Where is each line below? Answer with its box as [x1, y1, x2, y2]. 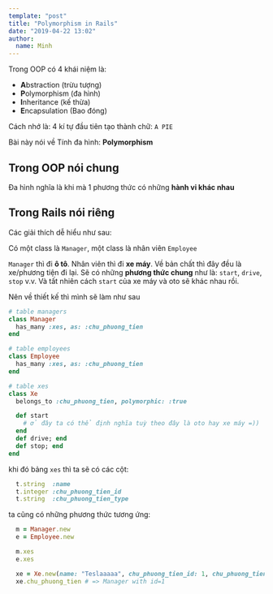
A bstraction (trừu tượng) [19, 80, 102, 90]
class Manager [8, 315, 57, 323]
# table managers [8, 308, 67, 316]
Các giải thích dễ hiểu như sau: [8, 227, 112, 237]
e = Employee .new [15, 533, 75, 541]
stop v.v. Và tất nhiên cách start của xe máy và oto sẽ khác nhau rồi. [8, 276, 240, 286]
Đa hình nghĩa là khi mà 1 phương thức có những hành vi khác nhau [8, 182, 235, 192]
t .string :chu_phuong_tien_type [15, 495, 129, 503]
